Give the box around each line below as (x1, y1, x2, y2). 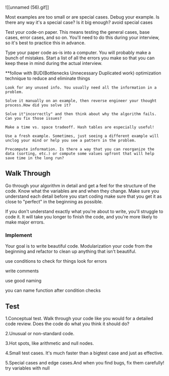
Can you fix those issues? (5, 116, 62, 121)
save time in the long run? (5, 156, 65, 161)
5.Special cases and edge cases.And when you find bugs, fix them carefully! (5, 359, 164, 365)
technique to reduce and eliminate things (5, 76, 90, 81)
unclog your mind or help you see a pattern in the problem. (5, 138, 137, 143)
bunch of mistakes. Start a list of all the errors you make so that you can (5, 55, 155, 61)
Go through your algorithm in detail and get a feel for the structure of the (5, 182, 156, 188)
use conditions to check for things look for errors (5, 258, 107, 264)
